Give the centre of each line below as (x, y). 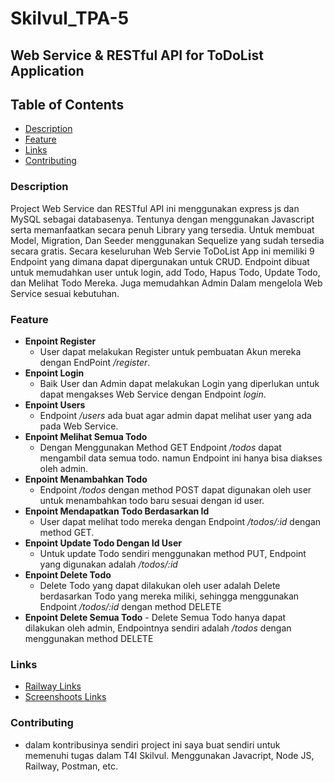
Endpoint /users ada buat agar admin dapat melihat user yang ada (175, 415)
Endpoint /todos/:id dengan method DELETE (130, 606)
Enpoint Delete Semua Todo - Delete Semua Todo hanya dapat (155, 617)
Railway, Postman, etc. (71, 766)
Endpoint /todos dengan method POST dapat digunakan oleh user (175, 489)
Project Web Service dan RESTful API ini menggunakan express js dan (155, 208)
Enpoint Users (55, 404)
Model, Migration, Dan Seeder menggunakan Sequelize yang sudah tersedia (167, 240)
